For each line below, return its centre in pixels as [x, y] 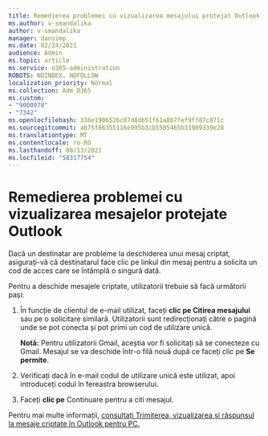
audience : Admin [35, 53]
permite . [35, 360]
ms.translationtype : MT [48, 135]
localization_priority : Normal [61, 83]
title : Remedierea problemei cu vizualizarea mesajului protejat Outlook [134, 16]
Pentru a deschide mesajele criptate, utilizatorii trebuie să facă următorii [127, 287]
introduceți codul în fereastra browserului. [89, 384]
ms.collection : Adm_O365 [50, 90]
